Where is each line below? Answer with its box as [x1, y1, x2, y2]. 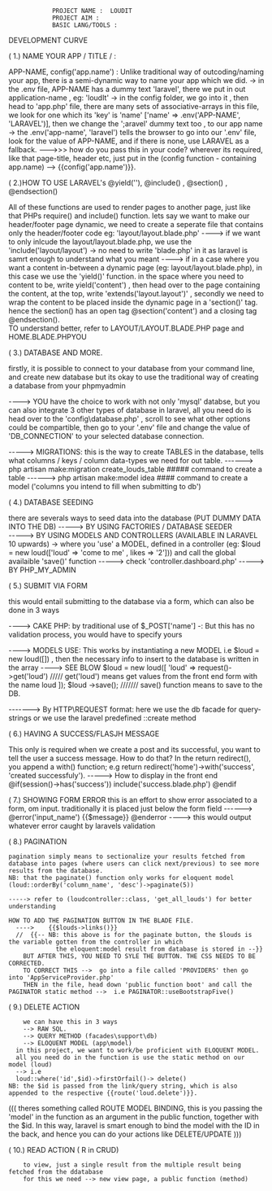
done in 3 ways [8, 606, 59, 615]
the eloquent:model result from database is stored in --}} [55, 945, 264, 953]
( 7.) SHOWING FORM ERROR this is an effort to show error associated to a [8, 795, 258, 804]
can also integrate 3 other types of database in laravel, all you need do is [8, 405, 252, 414]
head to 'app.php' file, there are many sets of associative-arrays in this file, [8, 102, 260, 111]
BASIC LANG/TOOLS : [51, 21, 118, 29]
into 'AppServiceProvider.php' [8, 974, 114, 982]
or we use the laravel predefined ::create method [32, 713, 196, 723]
